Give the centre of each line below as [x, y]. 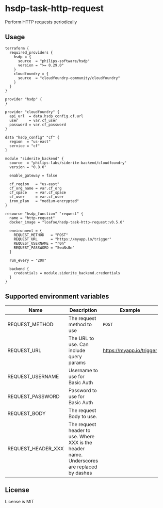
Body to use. [83, 416]
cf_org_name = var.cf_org [36, 188]
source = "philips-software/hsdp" [54, 61]
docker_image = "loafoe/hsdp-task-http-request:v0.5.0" [67, 222]
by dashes [80, 473]
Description [83, 310]
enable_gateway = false [33, 175]
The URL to [81, 338]
